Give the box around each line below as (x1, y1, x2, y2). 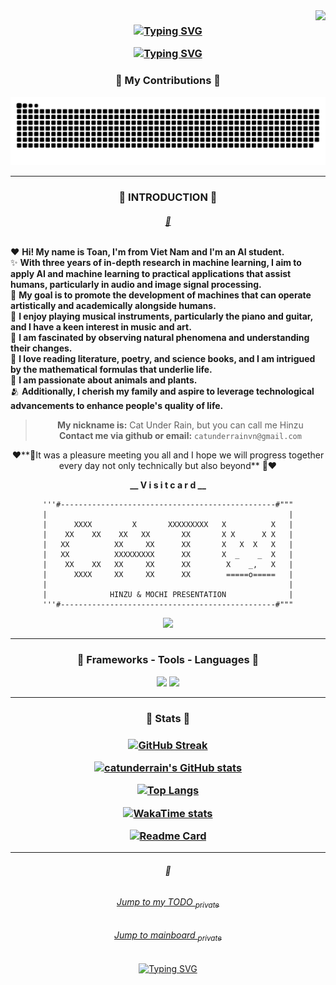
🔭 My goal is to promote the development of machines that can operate (10, 289, 312, 301)
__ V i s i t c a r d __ (129, 479, 207, 491)
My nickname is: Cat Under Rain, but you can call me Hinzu (56, 419, 304, 431)
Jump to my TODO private (116, 895, 220, 910)
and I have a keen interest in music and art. (10, 321, 192, 333)
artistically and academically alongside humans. (10, 300, 217, 312)
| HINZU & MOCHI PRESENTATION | (42, 590, 294, 600)
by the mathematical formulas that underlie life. (10, 364, 213, 376)
